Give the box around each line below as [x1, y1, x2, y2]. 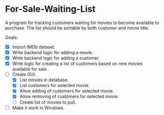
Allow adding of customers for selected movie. [19, 88, 114, 94]
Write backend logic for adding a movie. [12, 50, 93, 55]
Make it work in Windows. [12, 105, 65, 111]
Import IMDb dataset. [12, 44, 55, 50]
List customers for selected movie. [19, 83, 90, 88]
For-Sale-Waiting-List [5, 3, 96, 15]
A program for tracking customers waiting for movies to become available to [5, 20, 160, 26]
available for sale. [12, 66, 48, 72]
